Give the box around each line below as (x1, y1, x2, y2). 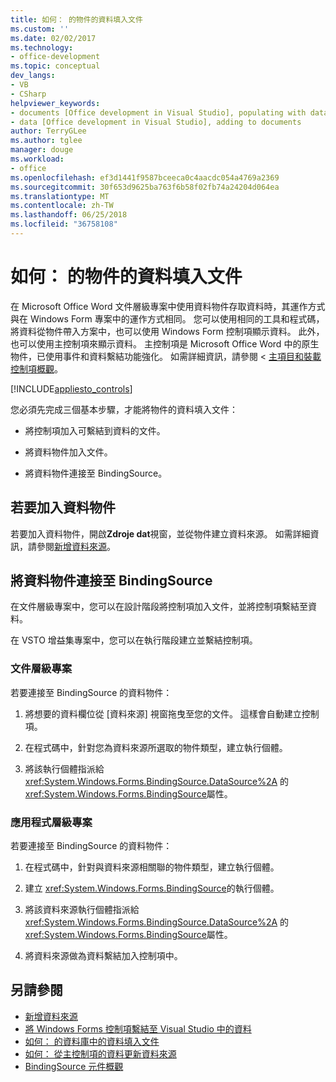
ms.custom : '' (10, 24, 70, 34)
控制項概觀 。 (10, 362, 63, 375)
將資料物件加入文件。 (24, 446, 113, 458)
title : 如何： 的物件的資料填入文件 (10, 14, 143, 25)
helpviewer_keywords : (10, 98, 101, 108)
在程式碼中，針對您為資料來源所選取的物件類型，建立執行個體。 (24, 741, 288, 753)
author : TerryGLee (10, 126, 87, 136)
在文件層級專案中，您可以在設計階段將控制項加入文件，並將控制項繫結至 (10, 601, 308, 613)
